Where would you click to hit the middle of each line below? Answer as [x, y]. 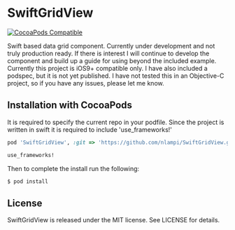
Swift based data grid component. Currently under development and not [111, 46]
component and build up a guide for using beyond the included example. [112, 60]
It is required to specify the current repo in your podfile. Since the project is [116, 122]
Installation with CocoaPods [70, 106]
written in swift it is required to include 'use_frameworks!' [90, 129]
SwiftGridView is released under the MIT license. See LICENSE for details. [114, 220]
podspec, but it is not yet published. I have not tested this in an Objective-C [116, 76]
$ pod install [28, 181]
